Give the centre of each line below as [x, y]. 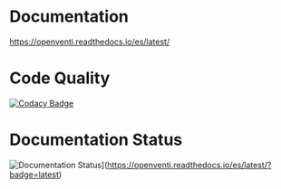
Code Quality [60, 78]
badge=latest [34, 175]
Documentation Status [96, 140]
